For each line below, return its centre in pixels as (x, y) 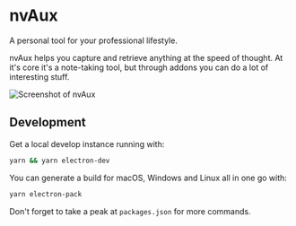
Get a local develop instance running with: (87, 143)
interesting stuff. (39, 76)
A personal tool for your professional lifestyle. (93, 40)
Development (48, 122)
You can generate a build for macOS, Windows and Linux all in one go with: (148, 178)
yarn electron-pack (46, 194)
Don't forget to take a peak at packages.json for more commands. (130, 211)
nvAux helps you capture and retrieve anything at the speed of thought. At (146, 57)
